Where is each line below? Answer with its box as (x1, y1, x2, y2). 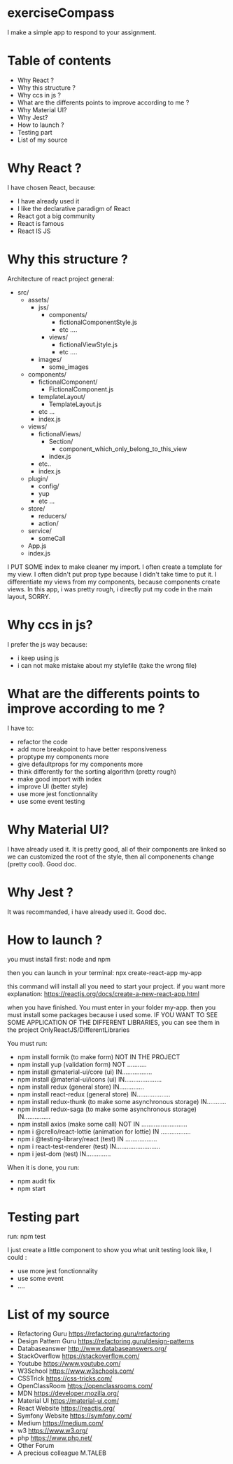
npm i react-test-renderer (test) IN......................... (17, 1142, 161, 1151)
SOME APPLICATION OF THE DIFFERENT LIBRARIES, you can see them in (7, 1019, 220, 1027)
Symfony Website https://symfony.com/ (17, 1411, 132, 1420)
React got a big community (17, 212, 96, 220)
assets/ (27, 295, 50, 304)
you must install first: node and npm (7, 955, 111, 964)
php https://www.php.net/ (17, 1434, 92, 1442)
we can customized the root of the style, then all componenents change (7, 852, 215, 861)
